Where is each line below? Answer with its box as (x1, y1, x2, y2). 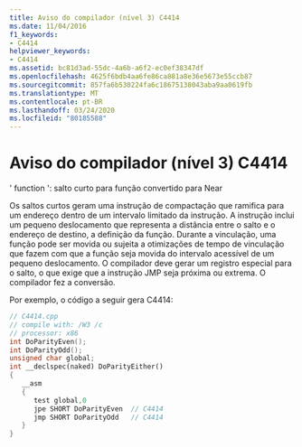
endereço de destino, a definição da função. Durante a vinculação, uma (9, 229, 277, 240)
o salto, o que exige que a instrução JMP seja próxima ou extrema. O (9, 267, 267, 278)
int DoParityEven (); (9, 337, 88, 346)
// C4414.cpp (9, 312, 59, 321)
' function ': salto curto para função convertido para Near (9, 182, 223, 194)
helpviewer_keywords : (9, 47, 91, 56)
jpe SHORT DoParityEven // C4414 (33, 404, 165, 414)
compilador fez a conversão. (9, 277, 116, 288)
